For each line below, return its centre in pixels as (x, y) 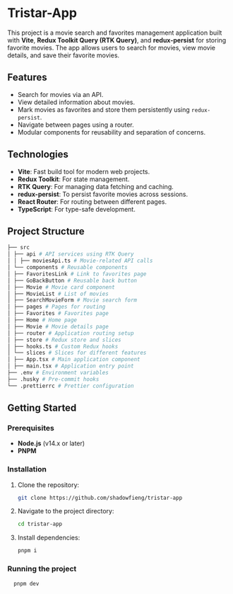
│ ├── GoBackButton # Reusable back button (72, 280)
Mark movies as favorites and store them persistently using (104, 109)
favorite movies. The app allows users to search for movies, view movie (111, 47)
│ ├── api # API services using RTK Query (71, 254)
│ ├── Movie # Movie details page (58, 326)
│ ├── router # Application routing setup (71, 333)
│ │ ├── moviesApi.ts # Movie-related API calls (80, 261)
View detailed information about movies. (76, 102)
